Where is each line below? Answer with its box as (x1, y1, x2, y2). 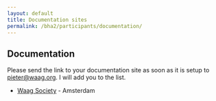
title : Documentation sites (7, 16, 88, 23)
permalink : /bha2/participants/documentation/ (7, 23, 143, 29)
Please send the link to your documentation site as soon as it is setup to (7, 66, 210, 74)
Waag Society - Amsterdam (16, 87, 95, 95)
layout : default (7, 10, 53, 17)
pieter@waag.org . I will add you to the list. (7, 73, 126, 82)
